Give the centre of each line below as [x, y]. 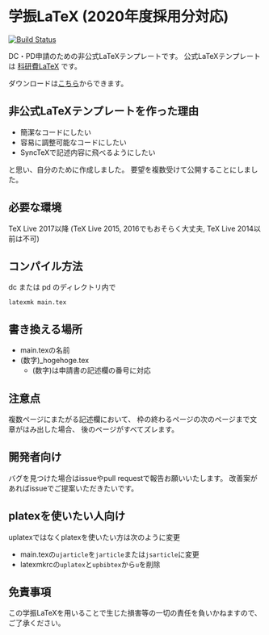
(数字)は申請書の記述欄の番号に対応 [91, 370]
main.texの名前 [45, 350]
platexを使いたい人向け [67, 516]
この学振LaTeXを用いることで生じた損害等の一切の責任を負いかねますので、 [135, 613]
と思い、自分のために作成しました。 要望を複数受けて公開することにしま [130, 169]
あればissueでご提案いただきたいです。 [74, 488]
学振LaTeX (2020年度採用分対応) [118, 17]
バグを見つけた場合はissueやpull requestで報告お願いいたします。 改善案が [133, 478]
